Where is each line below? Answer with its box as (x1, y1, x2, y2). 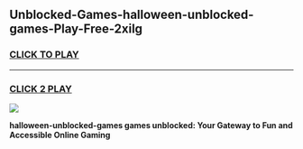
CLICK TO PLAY (9, 49, 79, 61)
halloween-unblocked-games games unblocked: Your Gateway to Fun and (9, 119, 293, 130)
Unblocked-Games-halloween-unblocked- (9, 7, 254, 23)
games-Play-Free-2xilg (9, 22, 142, 37)
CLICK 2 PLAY (9, 82, 72, 95)
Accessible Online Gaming (9, 129, 111, 140)
